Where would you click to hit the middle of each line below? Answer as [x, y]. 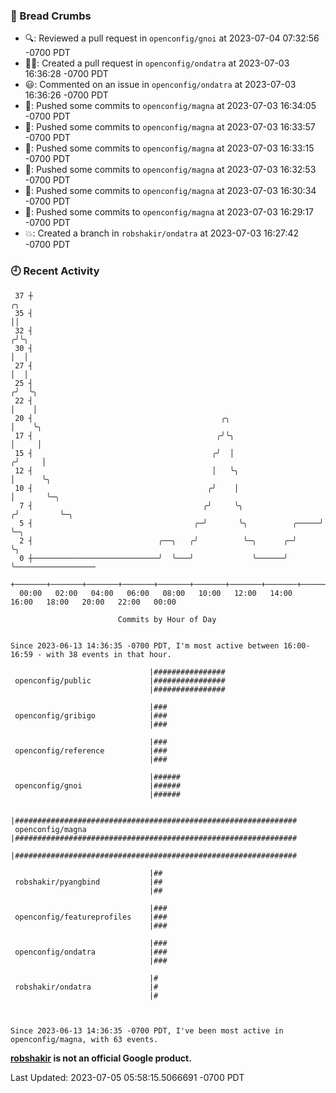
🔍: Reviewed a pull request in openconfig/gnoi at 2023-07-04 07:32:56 [172, 38]
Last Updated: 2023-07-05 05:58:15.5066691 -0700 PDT [127, 1077]
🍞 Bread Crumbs [51, 16]
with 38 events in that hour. [109, 654]
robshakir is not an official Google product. [101, 1058]
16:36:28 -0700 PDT [66, 74]
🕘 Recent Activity [55, 271]
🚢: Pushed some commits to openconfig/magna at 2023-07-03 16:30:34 [170, 191]
